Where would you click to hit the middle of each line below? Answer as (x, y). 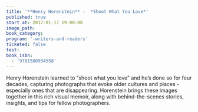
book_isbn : (19, 55)
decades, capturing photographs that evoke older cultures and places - (93, 84)
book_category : (25, 34)
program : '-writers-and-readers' (47, 39)
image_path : (21, 28)
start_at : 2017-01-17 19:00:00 (44, 22)
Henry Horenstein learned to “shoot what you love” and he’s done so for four (99, 78)
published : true (26, 17)
